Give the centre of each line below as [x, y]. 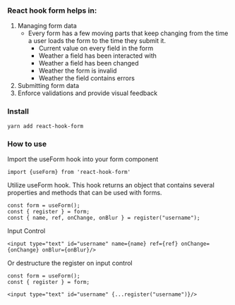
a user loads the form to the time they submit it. [97, 41]
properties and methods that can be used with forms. [85, 192]
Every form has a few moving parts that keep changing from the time [128, 33]
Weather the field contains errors [87, 78]
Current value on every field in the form [96, 49]
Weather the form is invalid [78, 71]
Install [18, 111]
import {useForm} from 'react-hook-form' [69, 172]
